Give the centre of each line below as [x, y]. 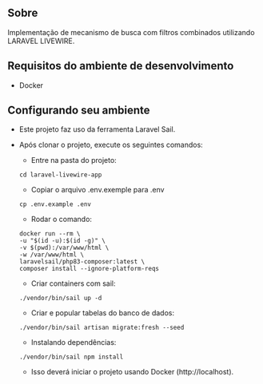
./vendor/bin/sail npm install [71, 357]
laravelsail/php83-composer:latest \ [82, 262]
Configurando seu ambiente [79, 111]
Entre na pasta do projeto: [74, 160]
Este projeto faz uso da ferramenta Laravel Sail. [97, 129]
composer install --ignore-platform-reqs [89, 269]
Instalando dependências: [74, 342]
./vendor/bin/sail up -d [60, 299]
